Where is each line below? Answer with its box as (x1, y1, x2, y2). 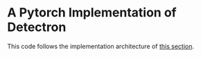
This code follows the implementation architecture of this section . (7, 42, 194, 50)
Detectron (7, 19, 67, 35)
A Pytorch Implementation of (7, 5, 177, 21)
